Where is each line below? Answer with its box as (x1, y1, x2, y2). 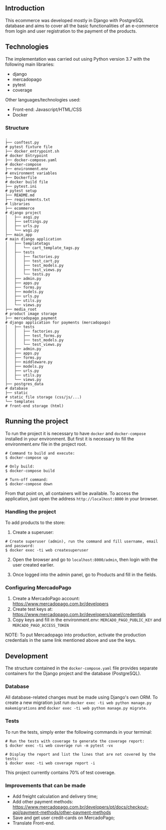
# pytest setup (5, 188, 37, 193)
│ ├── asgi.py (5, 214, 39, 220)
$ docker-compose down (5, 481, 53, 486)
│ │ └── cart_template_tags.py (5, 245, 80, 250)
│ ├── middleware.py (5, 359, 53, 364)
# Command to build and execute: (5, 451, 75, 456)
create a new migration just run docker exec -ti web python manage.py (5, 700, 152, 706)
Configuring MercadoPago (5, 584, 72, 591)
